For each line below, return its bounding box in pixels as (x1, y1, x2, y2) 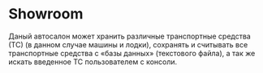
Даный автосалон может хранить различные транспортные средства (8, 31, 252, 41)
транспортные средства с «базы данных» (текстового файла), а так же (8, 48, 256, 58)
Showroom (8, 5, 84, 23)
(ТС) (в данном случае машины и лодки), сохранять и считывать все (8, 39, 248, 49)
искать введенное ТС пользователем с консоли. (8, 57, 178, 67)
